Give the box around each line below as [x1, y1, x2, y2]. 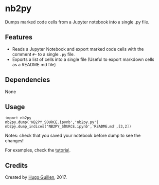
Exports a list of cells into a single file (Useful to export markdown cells [12, 56, 155, 62]
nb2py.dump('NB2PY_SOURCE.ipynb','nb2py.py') [5, 120, 99, 125]
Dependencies [5, 76, 50, 84]
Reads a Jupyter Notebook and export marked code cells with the [12, 46, 144, 52]
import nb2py [5, 115, 32, 121]
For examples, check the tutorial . [5, 147, 71, 153]
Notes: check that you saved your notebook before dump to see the [5, 132, 141, 139]
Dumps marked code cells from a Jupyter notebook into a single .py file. [5, 19, 150, 25]
